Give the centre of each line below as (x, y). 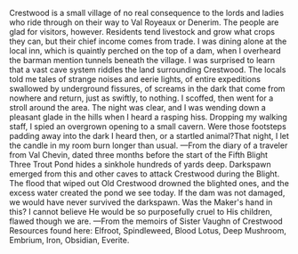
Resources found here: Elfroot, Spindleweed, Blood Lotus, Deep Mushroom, (148, 230)
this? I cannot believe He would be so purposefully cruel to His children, (141, 212)
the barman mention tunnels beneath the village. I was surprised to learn (142, 60)
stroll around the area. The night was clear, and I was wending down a (138, 107)
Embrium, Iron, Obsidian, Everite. (69, 240)
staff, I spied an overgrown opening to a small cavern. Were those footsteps (148, 127)
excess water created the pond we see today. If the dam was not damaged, (147, 193)
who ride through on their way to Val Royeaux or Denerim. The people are (144, 22)
